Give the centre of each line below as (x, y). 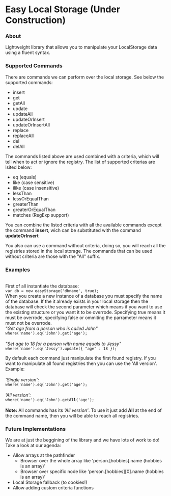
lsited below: (19, 167)
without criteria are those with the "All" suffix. (53, 256)
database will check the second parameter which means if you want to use (84, 307)
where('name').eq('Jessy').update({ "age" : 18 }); (61, 349)
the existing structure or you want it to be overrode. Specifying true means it (85, 312)
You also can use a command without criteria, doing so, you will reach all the (85, 245)
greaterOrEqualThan (34, 210)
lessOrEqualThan (31, 199)
